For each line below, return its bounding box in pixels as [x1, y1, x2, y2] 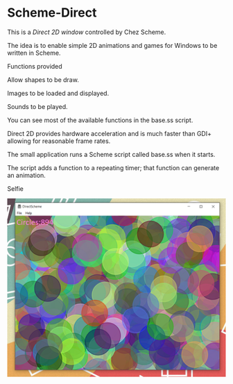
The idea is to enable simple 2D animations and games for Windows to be [7, 41, 218, 49]
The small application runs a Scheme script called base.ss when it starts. [7, 150, 216, 158]
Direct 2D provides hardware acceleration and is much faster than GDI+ [7, 129, 212, 137]
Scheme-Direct [7, 5, 97, 21]
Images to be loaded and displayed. [7, 89, 110, 97]
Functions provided [7, 62, 62, 70]
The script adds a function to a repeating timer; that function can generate [7, 163, 220, 172]
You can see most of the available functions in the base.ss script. [7, 116, 193, 124]
